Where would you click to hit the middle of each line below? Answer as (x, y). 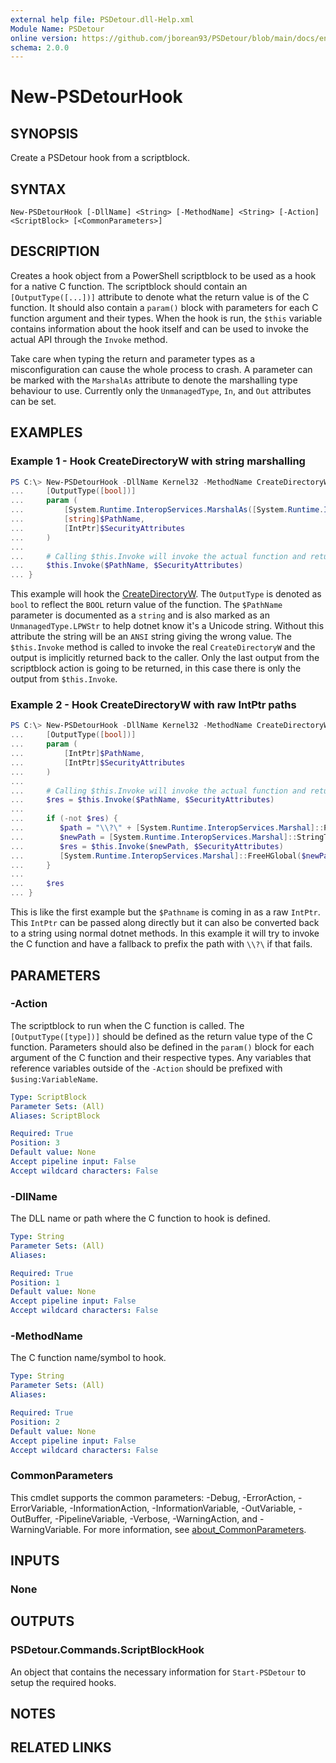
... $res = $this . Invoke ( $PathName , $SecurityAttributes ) (142, 800)
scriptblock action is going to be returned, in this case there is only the (156, 668)
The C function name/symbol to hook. (88, 1358)
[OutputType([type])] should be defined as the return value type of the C (161, 1036)
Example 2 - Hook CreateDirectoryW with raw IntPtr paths (153, 705)
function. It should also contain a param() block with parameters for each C (164, 307)
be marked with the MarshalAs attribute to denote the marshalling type (154, 380)
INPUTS (35, 1561)
